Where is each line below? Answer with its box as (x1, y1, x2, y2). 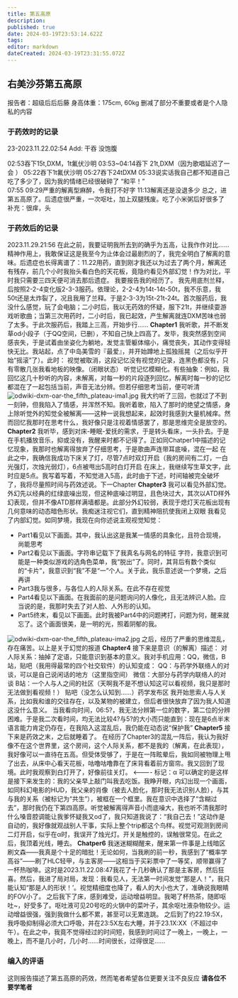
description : (7, 17, 46, 24)
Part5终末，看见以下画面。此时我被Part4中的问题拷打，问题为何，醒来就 (17, 611, 229, 619)
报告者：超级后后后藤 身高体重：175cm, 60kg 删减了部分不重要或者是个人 (7, 98, 222, 107)
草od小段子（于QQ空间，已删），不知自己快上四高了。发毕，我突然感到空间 (7, 330, 227, 338)
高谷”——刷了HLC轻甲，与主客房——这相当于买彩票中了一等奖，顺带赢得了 (7, 857, 228, 865)
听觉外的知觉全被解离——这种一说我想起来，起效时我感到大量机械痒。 (19, 409, 225, 418)
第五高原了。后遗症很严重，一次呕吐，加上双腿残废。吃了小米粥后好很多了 (7, 195, 225, 203)
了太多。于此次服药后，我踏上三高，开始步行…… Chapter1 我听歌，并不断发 (7, 320, 229, 329)
